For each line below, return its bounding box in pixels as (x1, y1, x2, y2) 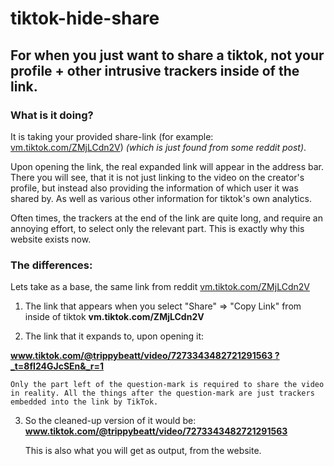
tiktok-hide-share (10, 7, 160, 30)
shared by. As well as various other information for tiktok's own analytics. (10, 192, 312, 204)
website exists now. (10, 233, 92, 245)
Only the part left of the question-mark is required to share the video (10, 380, 325, 390)
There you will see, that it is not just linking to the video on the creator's (10, 171, 305, 183)
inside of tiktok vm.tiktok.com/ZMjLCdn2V (24, 311, 205, 323)
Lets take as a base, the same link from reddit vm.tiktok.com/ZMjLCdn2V (10, 281, 310, 293)
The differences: (10, 258, 93, 272)
